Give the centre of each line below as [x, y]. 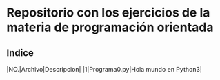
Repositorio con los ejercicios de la [108, 13]
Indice [20, 53]
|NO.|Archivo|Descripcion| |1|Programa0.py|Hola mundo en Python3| [104, 69]
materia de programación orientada [110, 27]
